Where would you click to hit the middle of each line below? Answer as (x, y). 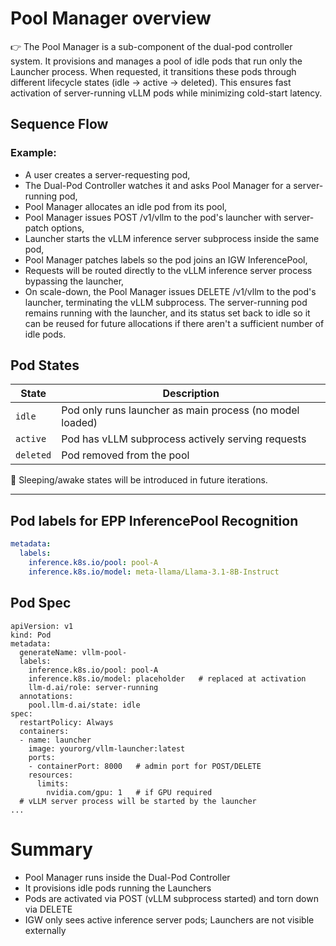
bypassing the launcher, (74, 281)
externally (45, 930)
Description (191, 394)
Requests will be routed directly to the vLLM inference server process (168, 270)
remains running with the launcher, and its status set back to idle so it (167, 313)
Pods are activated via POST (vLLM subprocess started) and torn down (171, 898)
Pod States (45, 365)
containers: (44, 731)
